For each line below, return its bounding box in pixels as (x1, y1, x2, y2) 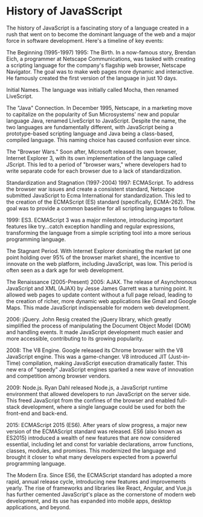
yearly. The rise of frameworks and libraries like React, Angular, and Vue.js (6, 484, 192, 492)
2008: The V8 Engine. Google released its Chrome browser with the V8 (6, 346, 184, 354)
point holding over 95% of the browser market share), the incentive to (6, 254, 180, 261)
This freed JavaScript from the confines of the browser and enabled (6, 397, 176, 404)
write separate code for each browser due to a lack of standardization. (6, 167, 182, 175)
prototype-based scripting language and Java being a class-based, (6, 130, 174, 137)
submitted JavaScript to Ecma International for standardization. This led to (6, 191, 192, 199)
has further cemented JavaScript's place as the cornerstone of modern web (6, 490, 196, 498)
